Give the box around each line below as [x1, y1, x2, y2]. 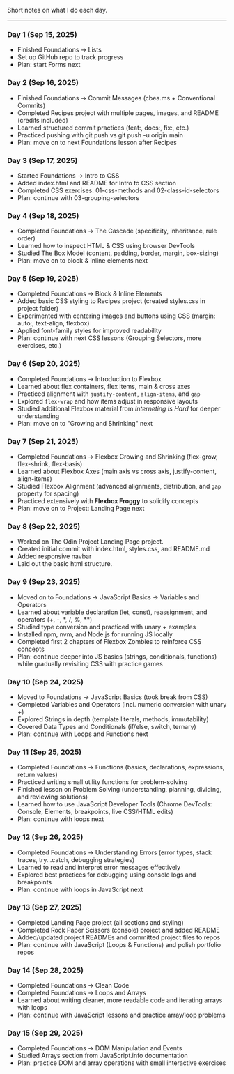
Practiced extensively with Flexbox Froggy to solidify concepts [17, 497, 198, 505]
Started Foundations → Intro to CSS [17, 171, 120, 180]
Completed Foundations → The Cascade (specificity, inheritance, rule [17, 227, 217, 236]
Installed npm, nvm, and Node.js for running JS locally [17, 630, 173, 638]
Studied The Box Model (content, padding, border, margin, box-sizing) [17, 249, 219, 257]
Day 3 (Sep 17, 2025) [7, 155, 78, 165]
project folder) [17, 305, 59, 313]
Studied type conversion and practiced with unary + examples [17, 622, 196, 631]
